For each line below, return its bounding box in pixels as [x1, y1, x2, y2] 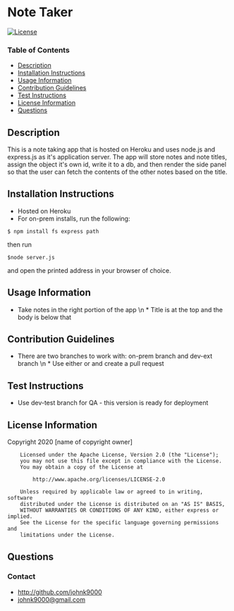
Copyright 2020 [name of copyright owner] [7, 438, 133, 446]
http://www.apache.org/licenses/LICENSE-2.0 [32, 476, 166, 483]
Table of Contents [7, 45, 70, 55]
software [7, 495, 33, 502]
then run [7, 240, 32, 249]
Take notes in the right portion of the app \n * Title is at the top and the [17, 305, 223, 314]
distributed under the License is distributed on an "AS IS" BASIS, [20, 501, 226, 508]
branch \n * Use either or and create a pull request [17, 359, 164, 368]
